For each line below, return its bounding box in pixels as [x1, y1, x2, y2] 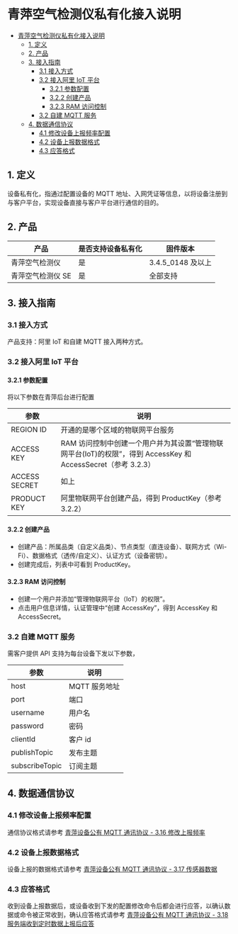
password [11, 721, 44, 731]
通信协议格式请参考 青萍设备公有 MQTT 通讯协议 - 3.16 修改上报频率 [7, 828, 205, 836]
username [11, 708, 45, 718]
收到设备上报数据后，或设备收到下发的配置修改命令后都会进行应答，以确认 [7, 901, 225, 911]
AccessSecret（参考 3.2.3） [60, 460, 155, 470]
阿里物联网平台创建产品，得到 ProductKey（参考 [60, 493, 222, 503]
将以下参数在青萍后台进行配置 [7, 393, 94, 401]
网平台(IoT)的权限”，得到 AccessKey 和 [60, 449, 192, 459]
